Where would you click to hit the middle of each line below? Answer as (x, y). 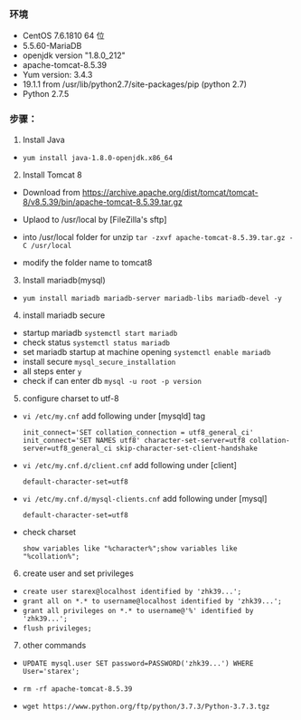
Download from (51, 192)
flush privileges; (57, 628)
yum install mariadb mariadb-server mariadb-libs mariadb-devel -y (152, 298)
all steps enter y (52, 371)
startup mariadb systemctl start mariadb (100, 332)
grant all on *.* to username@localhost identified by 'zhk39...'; (152, 601)
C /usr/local (47, 245)
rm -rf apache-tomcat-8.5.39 (77, 689)
